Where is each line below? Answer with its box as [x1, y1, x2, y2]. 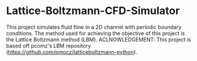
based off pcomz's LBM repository [6, 42, 91, 49]
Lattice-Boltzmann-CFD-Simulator [6, 4, 180, 18]
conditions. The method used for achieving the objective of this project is [6, 29, 185, 36]
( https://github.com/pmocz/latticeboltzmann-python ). [6, 48, 138, 55]
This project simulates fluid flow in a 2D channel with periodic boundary [6, 23, 182, 30]
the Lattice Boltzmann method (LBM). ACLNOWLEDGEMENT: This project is [6, 36, 192, 43]
